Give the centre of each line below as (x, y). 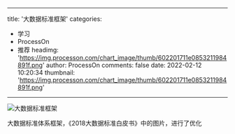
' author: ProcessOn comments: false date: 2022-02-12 (122, 65)
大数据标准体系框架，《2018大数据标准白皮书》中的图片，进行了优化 (105, 123)
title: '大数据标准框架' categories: (55, 19)
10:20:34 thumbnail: (46, 73)
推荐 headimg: (38, 50)
